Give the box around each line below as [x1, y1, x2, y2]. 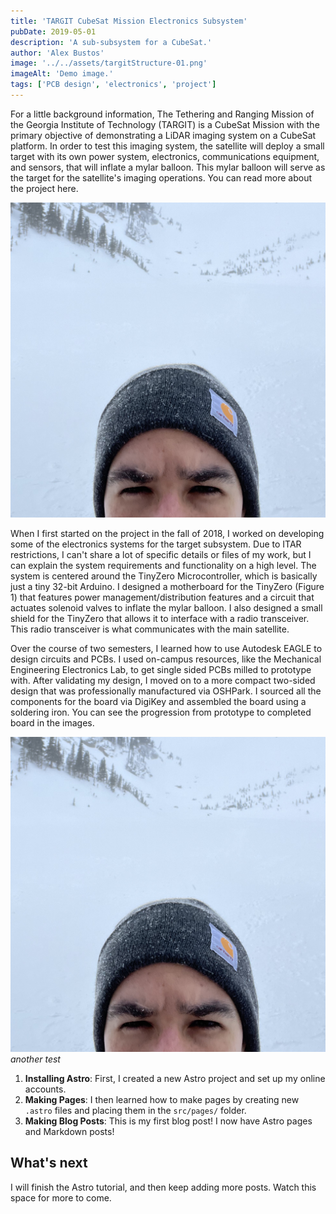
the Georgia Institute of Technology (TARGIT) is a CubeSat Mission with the [10, 118, 320, 130]
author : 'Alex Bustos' [10, 48, 105, 58]
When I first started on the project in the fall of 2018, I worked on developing [10, 527, 325, 539]
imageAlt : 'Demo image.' [10, 69, 114, 79]
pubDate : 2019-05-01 [10, 26, 97, 37]
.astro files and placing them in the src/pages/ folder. [24, 1104, 247, 1116]
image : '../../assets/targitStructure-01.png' [10, 58, 208, 69]
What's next [10, 1155, 88, 1172]
